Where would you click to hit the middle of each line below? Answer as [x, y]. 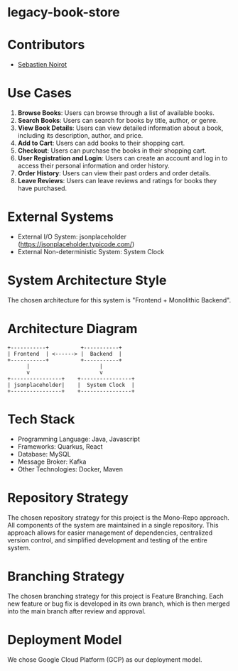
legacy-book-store [64, 12]
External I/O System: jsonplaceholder [72, 236]
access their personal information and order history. [94, 166]
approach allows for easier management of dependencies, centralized [110, 533]
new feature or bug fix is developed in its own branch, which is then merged [119, 604]
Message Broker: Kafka [52, 462]
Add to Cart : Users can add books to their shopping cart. [101, 143]
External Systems [60, 217]
